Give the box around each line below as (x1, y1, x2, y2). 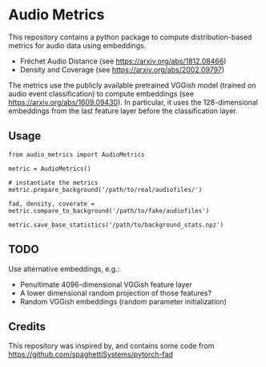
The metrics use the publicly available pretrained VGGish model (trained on (8, 80, 256, 90)
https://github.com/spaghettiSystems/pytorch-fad (8, 349, 174, 359)
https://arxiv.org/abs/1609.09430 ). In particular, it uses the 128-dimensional (8, 97, 259, 107)
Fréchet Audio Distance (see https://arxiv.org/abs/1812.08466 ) (19, 56, 227, 66)
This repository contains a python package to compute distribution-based (8, 32, 252, 42)
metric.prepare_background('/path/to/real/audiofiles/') (8, 186, 203, 194)
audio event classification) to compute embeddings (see (8, 88, 195, 98)
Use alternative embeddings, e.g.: (8, 263, 120, 274)
